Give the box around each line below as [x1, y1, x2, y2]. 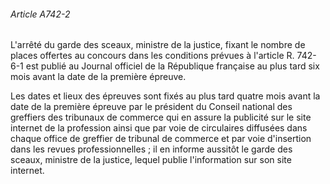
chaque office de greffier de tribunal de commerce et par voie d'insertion [10, 133, 312, 145]
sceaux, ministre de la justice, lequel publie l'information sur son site [10, 154, 292, 166]
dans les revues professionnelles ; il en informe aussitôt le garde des [10, 143, 293, 155]
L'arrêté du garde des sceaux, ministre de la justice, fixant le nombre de [10, 39, 306, 51]
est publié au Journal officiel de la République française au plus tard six [25, 60, 320, 72]
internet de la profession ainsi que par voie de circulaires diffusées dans [10, 122, 308, 134]
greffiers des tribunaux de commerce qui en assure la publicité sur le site [10, 111, 312, 124]
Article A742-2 [10, 8, 71, 20]
